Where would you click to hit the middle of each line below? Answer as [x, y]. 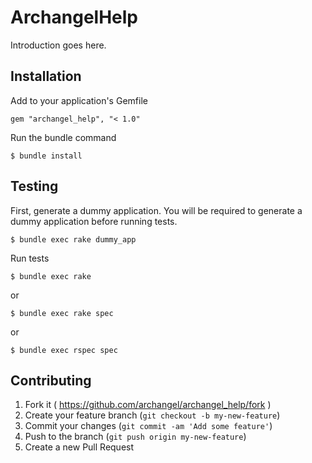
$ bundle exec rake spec [62, 313]
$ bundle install [46, 156]
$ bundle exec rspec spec [64, 350]
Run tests [30, 258]
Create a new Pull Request [79, 447]
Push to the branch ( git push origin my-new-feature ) [135, 437]
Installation [46, 76]
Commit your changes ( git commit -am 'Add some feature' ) [148, 426]
